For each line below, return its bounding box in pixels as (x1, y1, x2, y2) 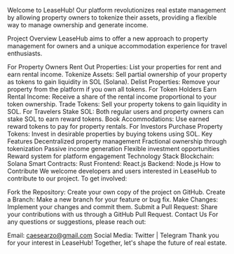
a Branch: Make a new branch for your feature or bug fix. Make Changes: (7, 195, 219, 204)
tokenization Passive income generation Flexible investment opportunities (7, 145, 220, 153)
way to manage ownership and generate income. (7, 21, 149, 29)
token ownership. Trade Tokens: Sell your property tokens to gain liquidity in (7, 100, 228, 108)
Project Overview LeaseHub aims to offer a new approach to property (7, 34, 209, 43)
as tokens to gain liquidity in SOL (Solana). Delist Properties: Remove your (7, 78, 221, 86)
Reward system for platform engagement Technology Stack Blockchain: (7, 152, 214, 160)
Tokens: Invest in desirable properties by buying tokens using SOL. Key (7, 129, 213, 138)
